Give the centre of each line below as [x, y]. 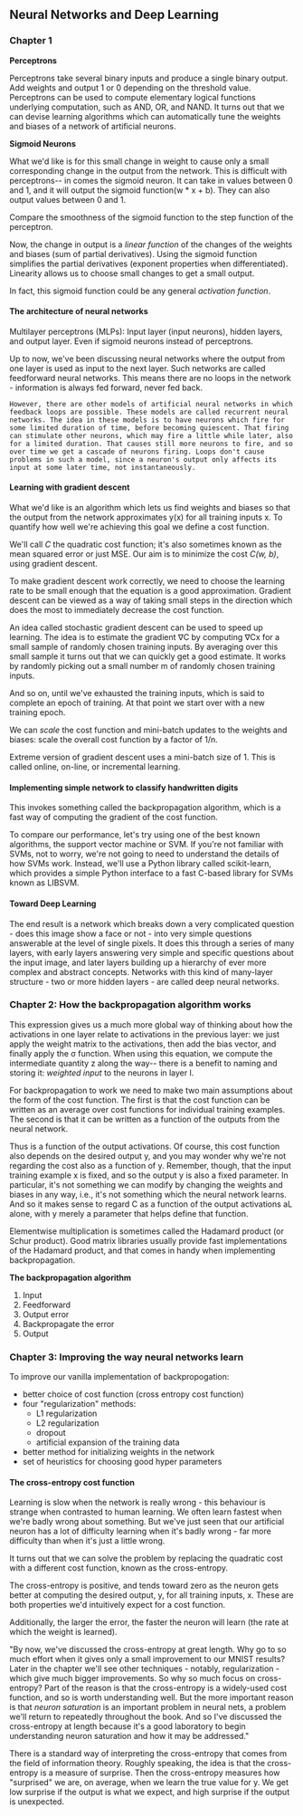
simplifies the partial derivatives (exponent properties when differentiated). [149, 263]
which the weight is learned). [63, 1632]
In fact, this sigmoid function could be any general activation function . [140, 291]
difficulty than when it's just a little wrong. [87, 1541]
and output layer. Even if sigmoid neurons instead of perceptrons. [131, 341]
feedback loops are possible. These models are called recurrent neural [149, 412]
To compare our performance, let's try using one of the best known [135, 835]
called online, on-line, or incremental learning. [95, 767]
